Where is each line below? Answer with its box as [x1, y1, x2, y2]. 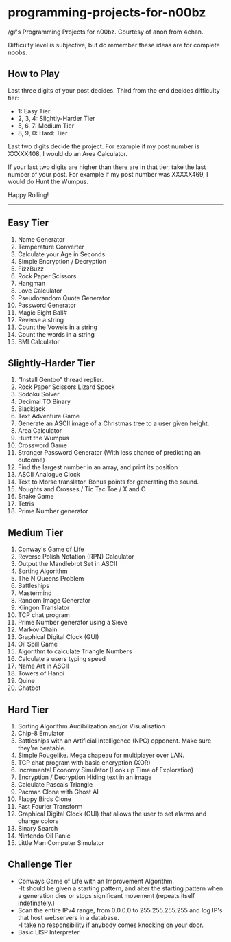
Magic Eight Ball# [17, 308, 68, 317]
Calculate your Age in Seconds [17, 249, 106, 258]
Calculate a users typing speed [17, 655, 106, 663]
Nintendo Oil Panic [17, 831, 71, 840]
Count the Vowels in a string [17, 323, 98, 331]
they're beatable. [17, 744, 66, 752]
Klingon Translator [17, 603, 70, 612]
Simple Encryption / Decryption [17, 257, 107, 265]
